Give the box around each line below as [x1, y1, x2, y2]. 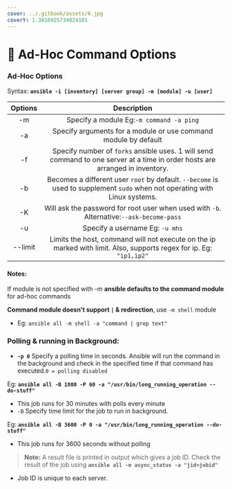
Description [113, 103, 153, 113]
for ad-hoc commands [7, 292, 71, 301]
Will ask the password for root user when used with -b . [43, 203, 222, 213]
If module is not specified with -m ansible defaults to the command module [7, 285, 224, 293]
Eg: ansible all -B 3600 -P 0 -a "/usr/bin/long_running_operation [7, 420, 204, 429]
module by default [103, 134, 162, 144]
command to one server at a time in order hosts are [49, 154, 216, 164]
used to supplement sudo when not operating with [52, 183, 213, 193]
